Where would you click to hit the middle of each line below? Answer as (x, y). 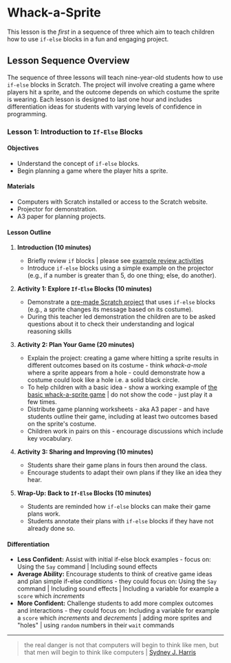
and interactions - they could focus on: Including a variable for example (118, 611)
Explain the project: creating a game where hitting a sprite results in (123, 358)
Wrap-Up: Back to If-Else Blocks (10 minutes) (84, 493)
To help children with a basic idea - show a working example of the (122, 388)
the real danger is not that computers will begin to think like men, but (121, 645)
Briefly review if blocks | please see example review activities (115, 261)
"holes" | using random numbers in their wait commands (96, 625)
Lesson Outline (29, 232)
